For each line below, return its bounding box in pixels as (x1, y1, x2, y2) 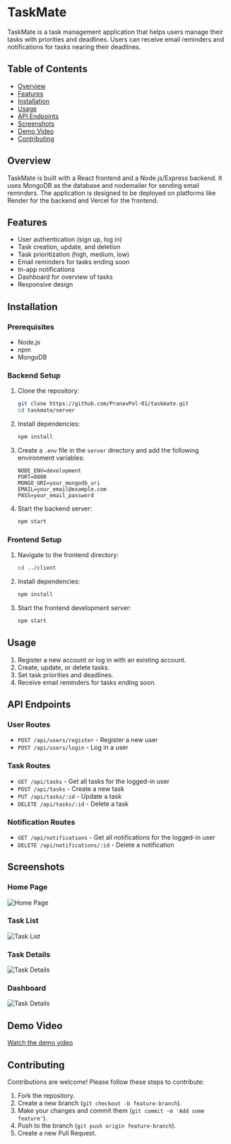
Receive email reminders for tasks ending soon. (17, 678, 157, 686)
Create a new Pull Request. (17, 1129, 97, 1138)
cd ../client (17, 564, 57, 572)
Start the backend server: (17, 504, 93, 513)
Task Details (7, 949, 51, 959)
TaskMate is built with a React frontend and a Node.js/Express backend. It (7, 174, 223, 182)
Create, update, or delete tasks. (17, 663, 110, 672)
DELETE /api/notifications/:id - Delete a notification (17, 840, 174, 849)
